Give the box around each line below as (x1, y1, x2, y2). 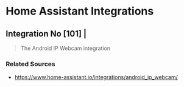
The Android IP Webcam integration (20, 44, 111, 52)
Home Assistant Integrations (5, 4, 154, 18)
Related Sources (5, 60, 55, 68)
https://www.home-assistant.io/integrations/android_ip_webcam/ (14, 74, 178, 81)
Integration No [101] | (5, 29, 87, 39)
